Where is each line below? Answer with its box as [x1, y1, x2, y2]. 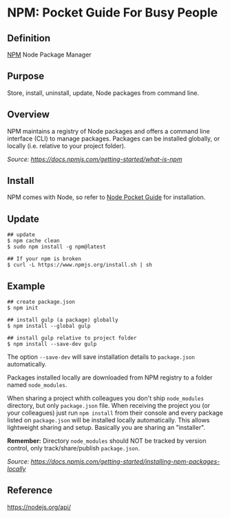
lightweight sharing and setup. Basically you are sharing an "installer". [7, 424, 205, 432]
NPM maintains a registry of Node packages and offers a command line [7, 127, 210, 135]
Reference [7, 484, 53, 497]
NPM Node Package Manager [7, 50, 92, 59]
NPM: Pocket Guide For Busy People [7, 5, 218, 21]
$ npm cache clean [7, 238, 60, 245]
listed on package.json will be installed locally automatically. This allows [7, 416, 210, 424]
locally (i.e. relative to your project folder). [7, 141, 126, 149]
